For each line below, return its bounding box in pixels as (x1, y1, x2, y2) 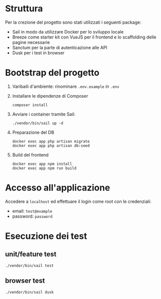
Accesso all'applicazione (5, 182, 110, 193)
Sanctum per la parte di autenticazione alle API (12, 44, 107, 50)
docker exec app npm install (12, 161, 72, 166)
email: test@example (12, 208, 53, 214)
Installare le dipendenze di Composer (12, 93, 89, 99)
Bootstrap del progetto (5, 67, 99, 78)
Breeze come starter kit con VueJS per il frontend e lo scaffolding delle (12, 34, 157, 40)
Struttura (5, 3, 43, 14)
